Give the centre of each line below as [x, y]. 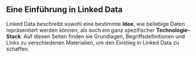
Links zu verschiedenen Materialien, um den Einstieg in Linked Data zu [93, 42]
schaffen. [18, 49]
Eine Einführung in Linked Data [65, 10]
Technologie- [173, 30]
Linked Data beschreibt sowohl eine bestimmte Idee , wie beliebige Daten [96, 24]
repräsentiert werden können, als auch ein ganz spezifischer [80, 30]
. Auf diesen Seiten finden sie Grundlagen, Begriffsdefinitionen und [103, 36]
